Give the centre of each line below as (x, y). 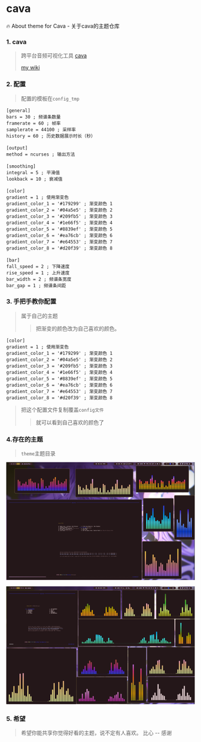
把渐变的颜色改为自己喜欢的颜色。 (78, 329)
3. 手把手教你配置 (31, 302)
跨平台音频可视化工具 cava (54, 56)
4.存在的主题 (25, 439)
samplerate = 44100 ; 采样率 (41, 130)
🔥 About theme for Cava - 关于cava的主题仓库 (63, 26)
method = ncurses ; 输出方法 (41, 154)
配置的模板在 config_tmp (50, 98)
